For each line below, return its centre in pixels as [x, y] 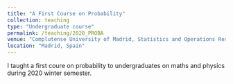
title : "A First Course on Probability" [67, 14]
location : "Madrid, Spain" [46, 46]
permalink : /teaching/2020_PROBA [55, 33]
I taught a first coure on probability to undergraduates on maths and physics [116, 66]
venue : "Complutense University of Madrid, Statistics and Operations [111, 40]
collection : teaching [38, 20]
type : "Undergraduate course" [51, 26]
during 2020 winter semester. [50, 73]
